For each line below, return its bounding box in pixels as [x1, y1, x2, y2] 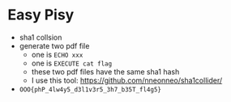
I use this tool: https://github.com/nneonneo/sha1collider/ [31, 75, 223, 85]
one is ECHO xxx [31, 49, 83, 59]
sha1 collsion [19, 32, 62, 42]
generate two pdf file [19, 40, 90, 50]
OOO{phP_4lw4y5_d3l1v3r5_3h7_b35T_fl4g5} [19, 85, 161, 94]
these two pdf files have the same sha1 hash [31, 66, 180, 76]
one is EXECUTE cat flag [31, 58, 113, 68]
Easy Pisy [7, 6, 75, 24]
